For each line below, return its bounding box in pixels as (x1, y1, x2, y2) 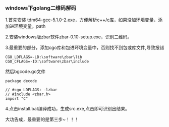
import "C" (5, 96, 28, 101)
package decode (5, 79, 37, 84)
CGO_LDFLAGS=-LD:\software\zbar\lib (5, 54, 82, 60)
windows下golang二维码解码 (5, 4, 77, 11)
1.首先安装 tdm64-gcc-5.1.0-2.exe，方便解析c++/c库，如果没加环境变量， (5, 17, 158, 23)
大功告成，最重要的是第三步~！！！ (5, 116, 79, 122)
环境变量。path (14, 23, 46, 29)
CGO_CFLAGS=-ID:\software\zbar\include (5, 59, 89, 64)
